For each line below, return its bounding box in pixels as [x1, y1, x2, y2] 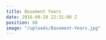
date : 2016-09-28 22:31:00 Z [6, 14, 77, 20]
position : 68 [6, 19, 38, 25]
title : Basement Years [6, 8, 61, 15]
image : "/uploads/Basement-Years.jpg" [6, 25, 101, 31]
